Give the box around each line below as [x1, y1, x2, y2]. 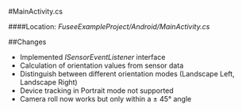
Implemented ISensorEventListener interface [19, 53, 166, 61]
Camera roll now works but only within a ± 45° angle [19, 94, 192, 103]
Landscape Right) [19, 78, 78, 87]
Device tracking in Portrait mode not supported [19, 86, 175, 95]
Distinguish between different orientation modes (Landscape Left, [19, 69, 236, 78]
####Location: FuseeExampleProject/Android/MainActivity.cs [8, 22, 210, 31]
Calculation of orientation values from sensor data [19, 61, 184, 70]
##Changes [8, 37, 47, 46]
